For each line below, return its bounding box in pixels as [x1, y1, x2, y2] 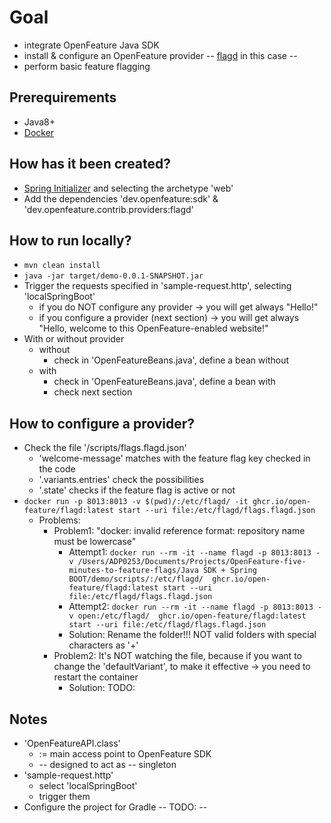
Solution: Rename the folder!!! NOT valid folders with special [68, 629, 317, 641]
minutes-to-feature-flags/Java [68, 566, 199, 576]
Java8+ [23, 116, 56, 128]
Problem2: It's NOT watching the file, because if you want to [53, 650, 302, 662]
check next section [53, 386, 133, 398]
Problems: [38, 514, 81, 526]
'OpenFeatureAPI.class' [23, 737, 121, 749]
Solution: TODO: [68, 682, 136, 694]
